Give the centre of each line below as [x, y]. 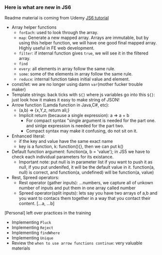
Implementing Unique [32, 238]
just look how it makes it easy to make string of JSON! [65, 100]
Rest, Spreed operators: [35, 177]
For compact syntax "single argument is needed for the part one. [91, 120]
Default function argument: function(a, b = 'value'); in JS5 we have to [81, 152]
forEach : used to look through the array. [58, 33]
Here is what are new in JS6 [38, 7]
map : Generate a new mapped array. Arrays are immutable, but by [84, 38]
